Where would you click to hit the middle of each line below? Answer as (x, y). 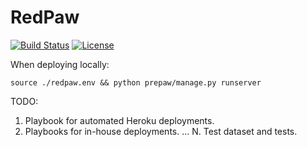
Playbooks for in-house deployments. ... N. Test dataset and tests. (161, 131)
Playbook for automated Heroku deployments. (119, 120)
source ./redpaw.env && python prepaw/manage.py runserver (136, 82)
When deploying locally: (60, 64)
